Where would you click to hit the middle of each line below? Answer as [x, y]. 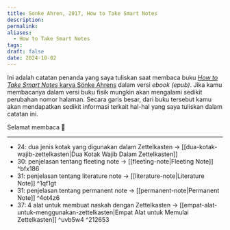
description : [26, 20]
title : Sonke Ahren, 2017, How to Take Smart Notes [82, 13]
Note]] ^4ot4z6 [38, 197]
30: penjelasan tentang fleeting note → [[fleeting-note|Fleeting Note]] [115, 161]
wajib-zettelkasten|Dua [50, 154]
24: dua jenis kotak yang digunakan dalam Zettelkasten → [98, 146]
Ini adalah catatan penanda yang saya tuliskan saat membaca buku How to [113, 77]
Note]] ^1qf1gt [37, 183]
